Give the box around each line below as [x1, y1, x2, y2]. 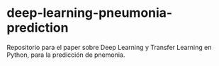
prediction [6, 20, 69, 36]
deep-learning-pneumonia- [6, 5, 173, 21]
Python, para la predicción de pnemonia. [6, 51, 125, 59]
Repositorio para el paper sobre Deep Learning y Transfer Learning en [6, 43, 212, 51]
